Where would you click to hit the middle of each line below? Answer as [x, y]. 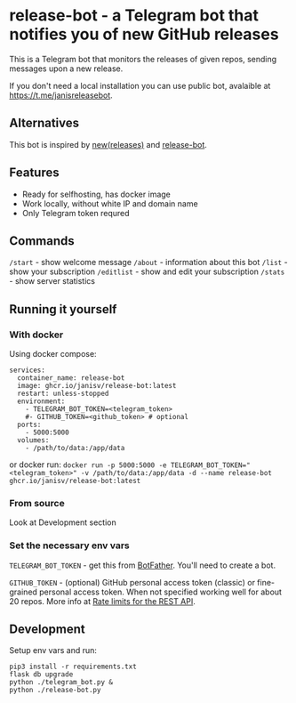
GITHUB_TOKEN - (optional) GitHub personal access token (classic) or [132, 582]
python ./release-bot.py [55, 691]
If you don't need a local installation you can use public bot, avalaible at [140, 85]
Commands [42, 241]
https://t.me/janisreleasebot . [61, 95]
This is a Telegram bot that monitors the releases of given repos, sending [143, 59]
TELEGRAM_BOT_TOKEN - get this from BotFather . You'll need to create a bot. [143, 565]
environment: [41, 401]
